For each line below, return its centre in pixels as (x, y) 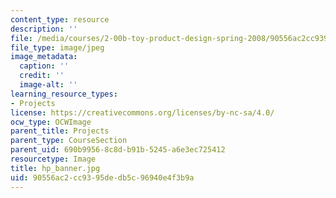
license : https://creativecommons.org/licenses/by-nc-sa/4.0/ (142, 112)
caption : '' (44, 66)
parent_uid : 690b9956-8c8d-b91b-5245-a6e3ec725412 (118, 150)
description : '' (44, 29)
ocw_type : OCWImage (51, 122)
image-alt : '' (48, 85)
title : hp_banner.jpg (55, 168)
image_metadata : (44, 57)
